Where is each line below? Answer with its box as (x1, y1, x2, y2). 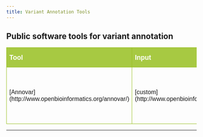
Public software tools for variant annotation (6, 31, 173, 42)
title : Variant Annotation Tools (6, 8, 91, 15)
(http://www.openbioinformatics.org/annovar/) (9, 95, 130, 103)
